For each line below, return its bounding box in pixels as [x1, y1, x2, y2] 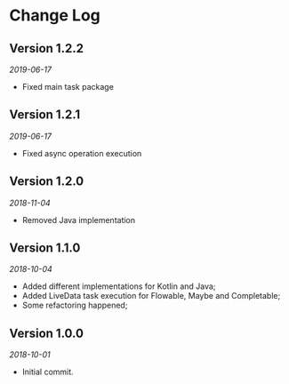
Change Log [9, 5, 100, 26]
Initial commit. [21, 366, 74, 378]
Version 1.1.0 [9, 241, 81, 256]
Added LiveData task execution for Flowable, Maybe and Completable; [21, 291, 281, 301]
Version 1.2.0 [9, 174, 84, 189]
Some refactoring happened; [21, 300, 128, 311]
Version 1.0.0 [9, 325, 84, 340]
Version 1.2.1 [9, 108, 81, 123]
